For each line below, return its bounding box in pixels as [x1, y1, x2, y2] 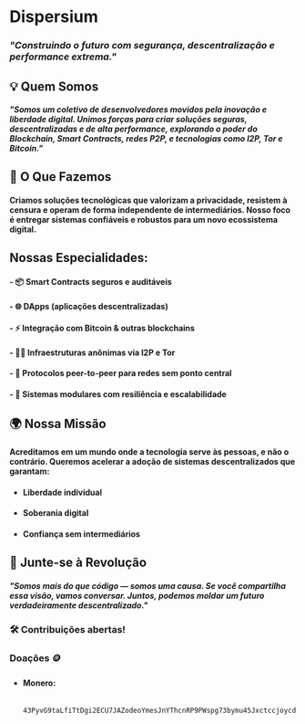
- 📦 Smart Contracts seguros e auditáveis [9, 277, 173, 288]
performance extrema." [9, 50, 117, 63]
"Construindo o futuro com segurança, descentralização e [9, 39, 275, 52]
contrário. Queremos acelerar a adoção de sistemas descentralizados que [9, 456, 296, 467]
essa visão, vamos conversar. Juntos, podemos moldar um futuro [9, 590, 265, 601]
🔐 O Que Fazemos [9, 169, 112, 184]
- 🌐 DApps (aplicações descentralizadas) [9, 300, 168, 311]
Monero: [22, 677, 56, 688]
